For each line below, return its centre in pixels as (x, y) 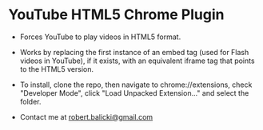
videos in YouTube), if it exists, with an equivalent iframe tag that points (137, 61)
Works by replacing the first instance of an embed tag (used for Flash (134, 52)
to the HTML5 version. (57, 69)
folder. (30, 101)
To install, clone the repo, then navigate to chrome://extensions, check (136, 85)
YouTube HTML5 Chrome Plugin (116, 15)
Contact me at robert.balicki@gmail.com (86, 116)
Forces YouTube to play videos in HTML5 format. (100, 37)
